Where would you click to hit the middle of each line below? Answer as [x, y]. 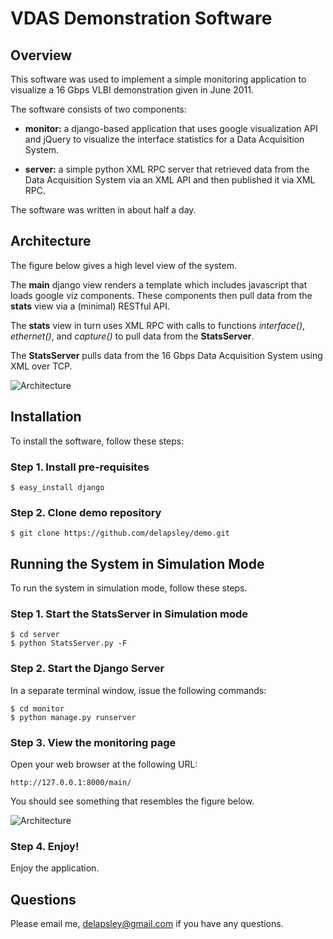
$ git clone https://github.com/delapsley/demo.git [120, 533]
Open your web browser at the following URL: [104, 764]
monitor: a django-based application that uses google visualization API [171, 128]
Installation [46, 417]
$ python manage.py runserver [73, 717]
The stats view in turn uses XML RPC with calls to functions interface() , [158, 325]
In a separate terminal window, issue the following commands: [138, 690]
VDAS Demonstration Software [141, 18]
